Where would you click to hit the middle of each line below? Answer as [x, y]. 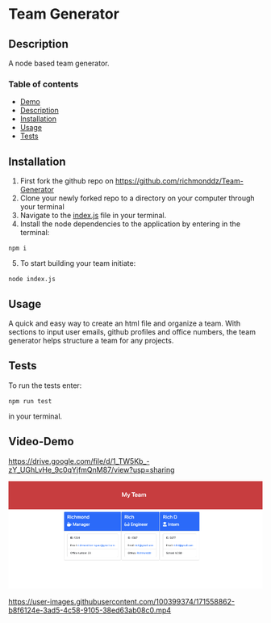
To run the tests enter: [45, 385]
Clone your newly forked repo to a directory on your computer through [138, 198]
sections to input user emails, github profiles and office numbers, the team [132, 331]
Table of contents [44, 84]
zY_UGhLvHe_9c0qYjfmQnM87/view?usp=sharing [92, 469]
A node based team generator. [59, 63]
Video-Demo [41, 442]
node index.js [32, 280]
